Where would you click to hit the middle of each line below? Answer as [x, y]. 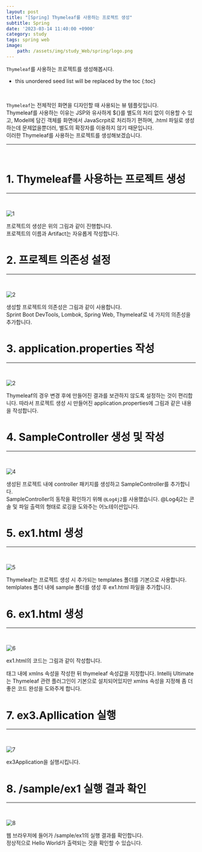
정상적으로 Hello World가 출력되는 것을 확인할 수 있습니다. [74, 843]
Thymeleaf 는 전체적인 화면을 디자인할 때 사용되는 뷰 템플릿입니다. [83, 105]
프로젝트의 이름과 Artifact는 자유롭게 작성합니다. [63, 233]
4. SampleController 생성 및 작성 [85, 437]
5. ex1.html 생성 [45, 533]
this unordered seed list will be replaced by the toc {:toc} [85, 81]
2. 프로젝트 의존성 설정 [59, 260]
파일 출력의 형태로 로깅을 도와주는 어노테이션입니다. [79, 506]
